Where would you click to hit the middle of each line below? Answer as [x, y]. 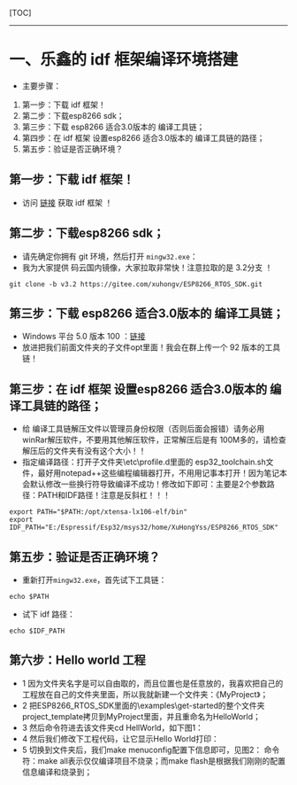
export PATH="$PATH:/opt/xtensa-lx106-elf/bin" [99, 512]
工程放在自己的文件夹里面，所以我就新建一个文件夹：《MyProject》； [145, 694]
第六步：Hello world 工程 [77, 661]
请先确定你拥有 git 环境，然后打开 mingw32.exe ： [110, 256]
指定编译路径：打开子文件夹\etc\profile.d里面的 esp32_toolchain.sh [144, 462]
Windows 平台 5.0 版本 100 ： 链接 [84, 337]
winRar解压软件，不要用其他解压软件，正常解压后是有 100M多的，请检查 [154, 440]
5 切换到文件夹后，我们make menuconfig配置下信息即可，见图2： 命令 [151, 750]
